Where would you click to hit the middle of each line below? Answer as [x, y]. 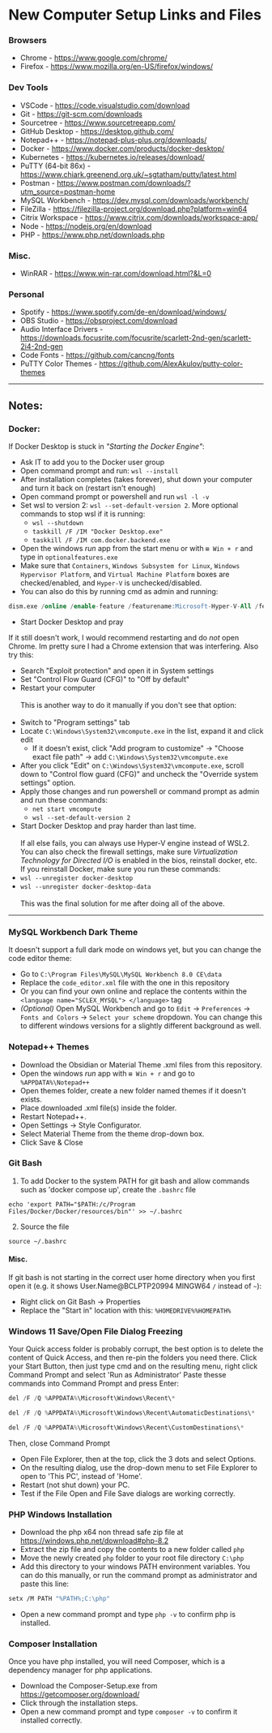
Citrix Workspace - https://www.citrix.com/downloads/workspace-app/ [139, 218]
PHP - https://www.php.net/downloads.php [92, 235]
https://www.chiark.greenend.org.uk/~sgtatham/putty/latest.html [128, 174]
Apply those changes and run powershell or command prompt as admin [140, 791]
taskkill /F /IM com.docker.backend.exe [101, 541]
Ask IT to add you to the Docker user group [92, 462]
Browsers [28, 41]
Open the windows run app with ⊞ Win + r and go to [108, 1073]
